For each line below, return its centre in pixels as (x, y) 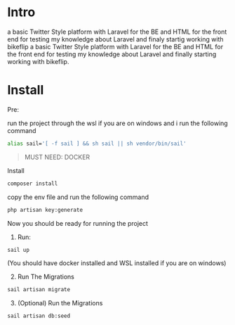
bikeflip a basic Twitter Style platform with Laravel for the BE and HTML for (115, 46)
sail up (19, 250)
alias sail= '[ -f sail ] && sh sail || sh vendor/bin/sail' (97, 144)
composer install (33, 184)
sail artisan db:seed (39, 316)
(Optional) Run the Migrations (60, 303)
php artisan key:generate (45, 210)
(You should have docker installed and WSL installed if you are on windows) (117, 263)
